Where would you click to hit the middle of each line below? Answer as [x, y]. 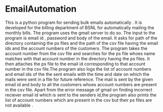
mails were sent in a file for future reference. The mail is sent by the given [79, 79]
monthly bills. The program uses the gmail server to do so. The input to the [80, 33]
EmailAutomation [41, 9]
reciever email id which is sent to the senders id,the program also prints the [81, 95]
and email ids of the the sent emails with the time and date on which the [77, 74]
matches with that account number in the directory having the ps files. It [78, 58]
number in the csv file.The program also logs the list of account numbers [78, 69]
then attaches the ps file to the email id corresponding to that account [75, 64]
